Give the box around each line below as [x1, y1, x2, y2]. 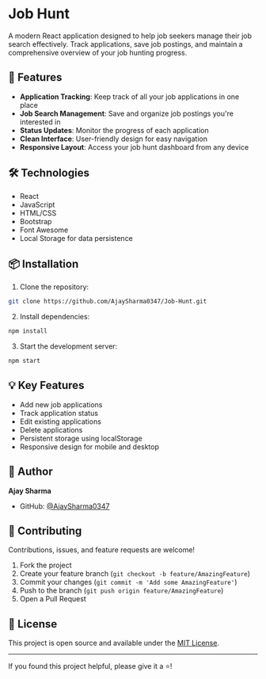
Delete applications [19, 425, 83, 434]
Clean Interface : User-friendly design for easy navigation [19, 134, 208, 143]
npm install [8, 327, 47, 335]
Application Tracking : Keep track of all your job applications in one [19, 92, 240, 101]
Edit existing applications [19, 417, 101, 426]
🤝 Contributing [8, 525, 82, 538]
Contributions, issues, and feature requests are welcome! [8, 545, 196, 555]
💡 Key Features [8, 379, 85, 392]
